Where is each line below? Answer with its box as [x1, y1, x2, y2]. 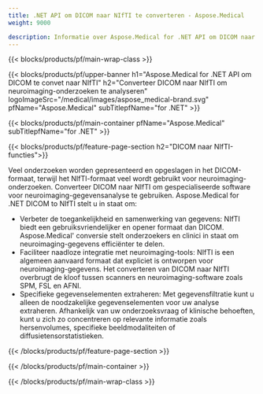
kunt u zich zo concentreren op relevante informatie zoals [19, 315, 207, 324]
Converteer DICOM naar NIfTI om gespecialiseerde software [54, 182, 250, 192]
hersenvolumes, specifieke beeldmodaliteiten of [19, 323, 176, 333]
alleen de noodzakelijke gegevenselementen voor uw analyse [19, 298, 220, 307]
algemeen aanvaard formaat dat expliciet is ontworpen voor [19, 256, 214, 266]
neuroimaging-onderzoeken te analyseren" [8, 87, 148, 96]
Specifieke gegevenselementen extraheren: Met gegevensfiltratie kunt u [19, 289, 254, 299]
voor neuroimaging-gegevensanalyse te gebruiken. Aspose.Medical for [8, 190, 239, 201]
